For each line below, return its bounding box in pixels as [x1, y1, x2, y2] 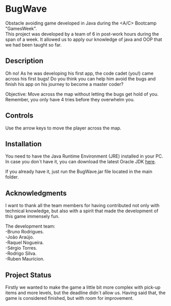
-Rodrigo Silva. [5, 250, 37, 256]
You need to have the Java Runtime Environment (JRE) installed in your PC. [5, 153, 163, 159]
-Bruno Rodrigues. [5, 229, 44, 235]
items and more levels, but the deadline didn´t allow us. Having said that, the [5, 290, 166, 296]
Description [5, 57, 43, 65]
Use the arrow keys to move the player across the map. [5, 125, 121, 131]
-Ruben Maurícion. [5, 256, 45, 262]
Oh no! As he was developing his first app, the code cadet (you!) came [5, 70, 154, 76]
